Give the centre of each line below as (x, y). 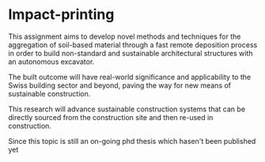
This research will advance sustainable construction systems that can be (127, 109)
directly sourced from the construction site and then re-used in (111, 117)
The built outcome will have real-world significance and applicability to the (130, 77)
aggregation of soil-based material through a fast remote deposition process (133, 44)
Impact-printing (61, 15)
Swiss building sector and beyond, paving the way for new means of (120, 85)
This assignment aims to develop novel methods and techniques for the (125, 36)
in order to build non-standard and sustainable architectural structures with (131, 53)
